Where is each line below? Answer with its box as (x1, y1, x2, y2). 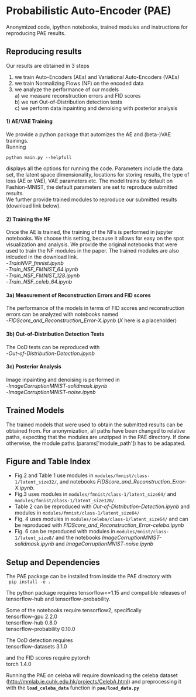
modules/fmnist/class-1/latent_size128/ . (14, 497, 116, 504)
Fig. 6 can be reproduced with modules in (14, 528, 115, 535)
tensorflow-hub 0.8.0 (6, 619, 57, 626)
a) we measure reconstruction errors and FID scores (14, 92, 141, 99)
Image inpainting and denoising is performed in (6, 376, 120, 383)
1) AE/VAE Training (6, 118, 53, 125)
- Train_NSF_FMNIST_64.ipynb (6, 266, 78, 273)
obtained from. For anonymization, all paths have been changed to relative (6, 427, 185, 434)
